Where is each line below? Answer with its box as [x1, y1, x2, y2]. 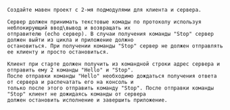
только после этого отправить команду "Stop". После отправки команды [7, 85, 214, 91]
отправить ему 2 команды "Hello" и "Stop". [7, 67, 134, 74]
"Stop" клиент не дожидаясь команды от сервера [7, 91, 147, 98]
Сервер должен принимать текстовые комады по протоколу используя [7, 19, 202, 25]
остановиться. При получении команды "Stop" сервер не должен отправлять [7, 43, 224, 49]
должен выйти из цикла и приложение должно [7, 36, 134, 43]
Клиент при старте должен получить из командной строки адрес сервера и [7, 60, 220, 67]
